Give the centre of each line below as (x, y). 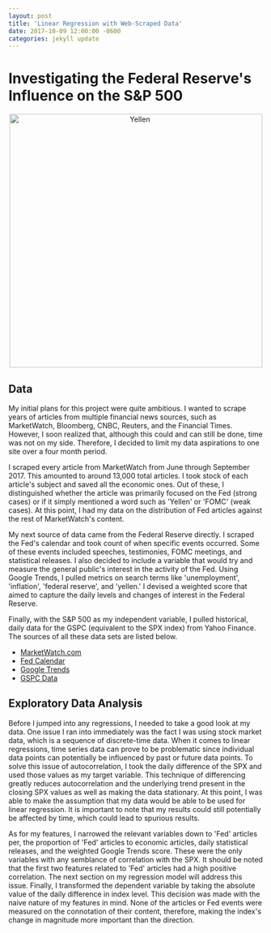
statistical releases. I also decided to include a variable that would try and (131, 560)
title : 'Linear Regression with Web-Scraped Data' (95, 24)
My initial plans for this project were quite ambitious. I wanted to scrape (127, 408)
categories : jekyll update (54, 39)
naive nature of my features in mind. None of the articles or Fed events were (135, 902)
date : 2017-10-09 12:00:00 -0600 (65, 31)
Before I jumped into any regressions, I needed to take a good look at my (129, 723)
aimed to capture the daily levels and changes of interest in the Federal (127, 595)
